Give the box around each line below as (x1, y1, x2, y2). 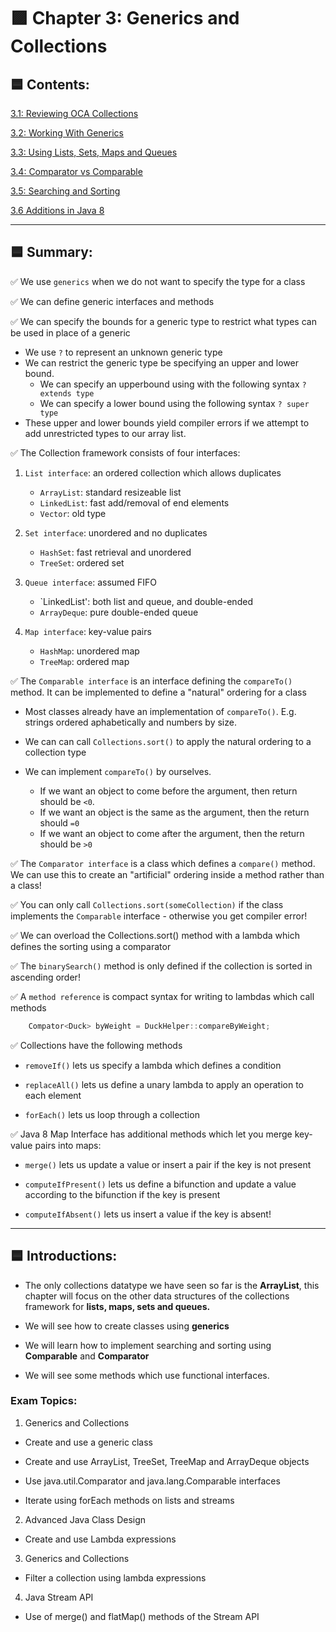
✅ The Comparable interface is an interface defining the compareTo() (10, 675, 293, 687)
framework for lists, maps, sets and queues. (24, 1300, 211, 1312)
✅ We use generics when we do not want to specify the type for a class (10, 275, 306, 287)
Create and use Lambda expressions (24, 1533, 177, 1545)
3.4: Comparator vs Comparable (10, 166, 143, 177)
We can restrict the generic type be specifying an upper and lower (24, 356, 300, 369)
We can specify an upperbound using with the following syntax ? (39, 378, 307, 390)
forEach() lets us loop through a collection (24, 1108, 200, 1120)
